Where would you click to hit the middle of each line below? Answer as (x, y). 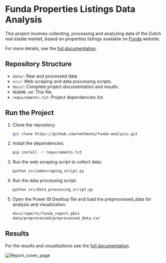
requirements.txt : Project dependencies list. (58, 97)
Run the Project (29, 113)
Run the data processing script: (45, 180)
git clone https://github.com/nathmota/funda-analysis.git (75, 134)
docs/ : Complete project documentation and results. (66, 87)
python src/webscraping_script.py (48, 171)
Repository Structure (39, 64)
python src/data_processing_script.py (53, 190)
